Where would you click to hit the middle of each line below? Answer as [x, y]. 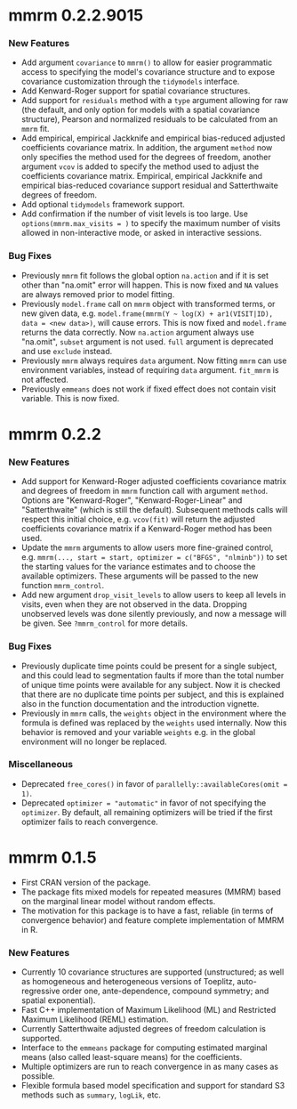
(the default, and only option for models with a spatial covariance [140, 110]
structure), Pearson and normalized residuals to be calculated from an [149, 119]
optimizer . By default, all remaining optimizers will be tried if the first [147, 812]
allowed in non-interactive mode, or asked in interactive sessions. [141, 233]
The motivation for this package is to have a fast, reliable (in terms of [147, 911]
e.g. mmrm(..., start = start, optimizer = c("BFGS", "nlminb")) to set [154, 557]
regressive [40, 991]
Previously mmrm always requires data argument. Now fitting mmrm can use [154, 360]
